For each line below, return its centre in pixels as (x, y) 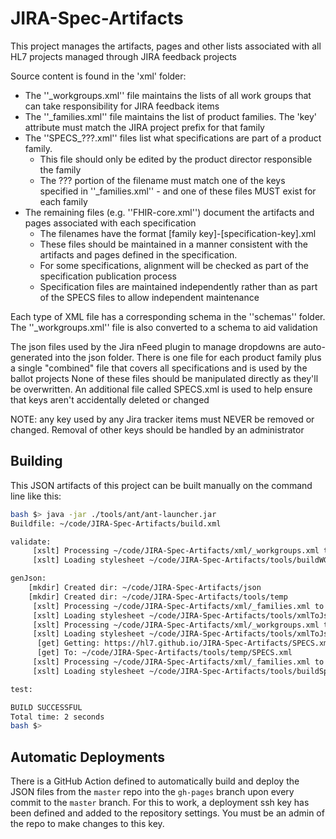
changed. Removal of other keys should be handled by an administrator (157, 429)
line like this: (36, 496)
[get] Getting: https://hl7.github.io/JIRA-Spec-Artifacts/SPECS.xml (184, 643)
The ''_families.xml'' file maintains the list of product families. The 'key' (171, 116)
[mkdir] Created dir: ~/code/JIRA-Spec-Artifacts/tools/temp (158, 597)
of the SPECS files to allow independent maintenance (149, 297)
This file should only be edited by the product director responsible (176, 159)
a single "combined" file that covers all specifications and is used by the (159, 368)
